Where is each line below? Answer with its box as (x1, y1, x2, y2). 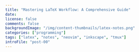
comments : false (5, 21, 39, 26)
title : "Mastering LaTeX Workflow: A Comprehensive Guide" (5, 7, 131, 12)
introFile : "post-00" (5, 40, 50, 45)
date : (5, 12, 16, 17)
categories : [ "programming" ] (5, 30, 66, 35)
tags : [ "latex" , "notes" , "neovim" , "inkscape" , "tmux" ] (5, 35, 126, 40)
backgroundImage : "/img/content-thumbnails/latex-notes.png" (5, 26, 135, 31)
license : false (5, 16, 37, 21)
